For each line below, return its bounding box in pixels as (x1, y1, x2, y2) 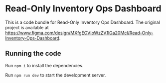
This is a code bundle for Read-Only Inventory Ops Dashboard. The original (5, 19, 161, 25)
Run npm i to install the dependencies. (5, 62, 84, 68)
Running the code (5, 49, 61, 58)
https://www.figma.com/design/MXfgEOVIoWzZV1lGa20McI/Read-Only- (5, 30, 154, 36)
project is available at (5, 24, 49, 30)
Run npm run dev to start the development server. (5, 72, 106, 78)
